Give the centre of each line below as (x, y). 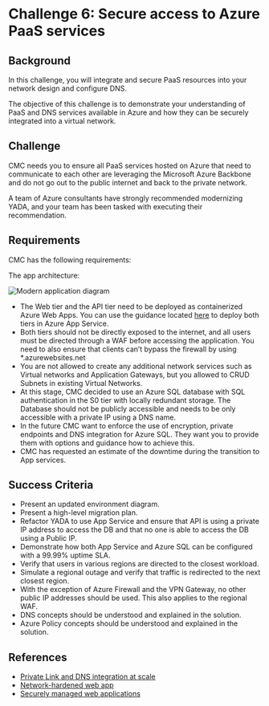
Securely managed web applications (80, 694)
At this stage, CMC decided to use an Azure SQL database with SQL (132, 392)
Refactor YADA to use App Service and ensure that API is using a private (139, 521)
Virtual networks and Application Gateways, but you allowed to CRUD (135, 375)
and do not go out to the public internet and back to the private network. (128, 182)
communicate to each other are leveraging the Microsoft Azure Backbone (130, 174)
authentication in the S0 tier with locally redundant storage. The (125, 400)
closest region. (45, 581)
